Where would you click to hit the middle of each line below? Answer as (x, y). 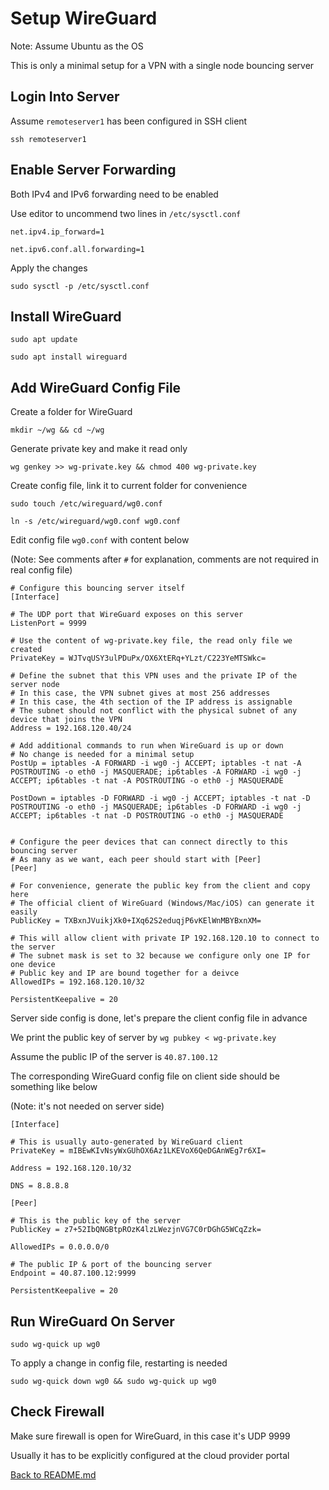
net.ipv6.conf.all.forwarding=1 (77, 249)
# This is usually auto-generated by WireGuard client (127, 1142)
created (26, 650)
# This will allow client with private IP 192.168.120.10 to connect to (165, 938)
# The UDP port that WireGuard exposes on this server (127, 615)
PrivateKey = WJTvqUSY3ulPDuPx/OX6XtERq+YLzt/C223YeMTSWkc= (138, 658)
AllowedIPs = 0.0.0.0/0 (60, 1247)
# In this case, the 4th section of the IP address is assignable (151, 702)
